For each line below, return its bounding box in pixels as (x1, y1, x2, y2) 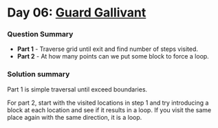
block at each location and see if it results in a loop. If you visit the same (7, 105, 212, 114)
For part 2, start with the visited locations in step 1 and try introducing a (7, 98, 209, 107)
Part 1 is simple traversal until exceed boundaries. (7, 85, 148, 94)
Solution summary (7, 70, 70, 79)
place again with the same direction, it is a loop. (7, 113, 142, 121)
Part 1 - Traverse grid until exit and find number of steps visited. (17, 45, 198, 53)
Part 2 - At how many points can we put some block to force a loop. (17, 52, 210, 61)
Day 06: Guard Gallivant (7, 5, 146, 21)
